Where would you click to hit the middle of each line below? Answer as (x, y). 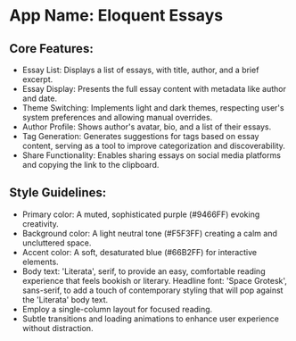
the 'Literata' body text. (65, 299)
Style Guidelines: (58, 193)
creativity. (41, 223)
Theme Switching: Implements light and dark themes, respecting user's (153, 108)
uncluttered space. (57, 243)
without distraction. (58, 328)
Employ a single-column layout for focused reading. (117, 309)
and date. (40, 98)
